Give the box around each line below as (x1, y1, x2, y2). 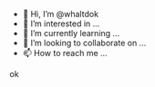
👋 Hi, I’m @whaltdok (22, 9, 98, 19)
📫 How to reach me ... (22, 48, 108, 58)
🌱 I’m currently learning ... (22, 28, 120, 38)
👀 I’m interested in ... (22, 18, 100, 29)
